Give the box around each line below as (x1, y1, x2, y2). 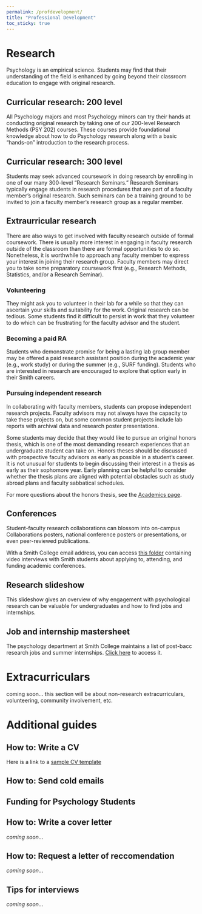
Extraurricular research (6, 216, 97, 227)
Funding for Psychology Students (6, 796, 136, 807)
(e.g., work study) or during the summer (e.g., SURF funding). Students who (6, 361, 196, 368)
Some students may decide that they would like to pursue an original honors (6, 434, 197, 441)
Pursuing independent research (6, 389, 102, 398)
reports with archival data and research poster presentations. (6, 422, 160, 429)
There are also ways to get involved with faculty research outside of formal (6, 232, 194, 239)
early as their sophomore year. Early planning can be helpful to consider (6, 466, 187, 474)
